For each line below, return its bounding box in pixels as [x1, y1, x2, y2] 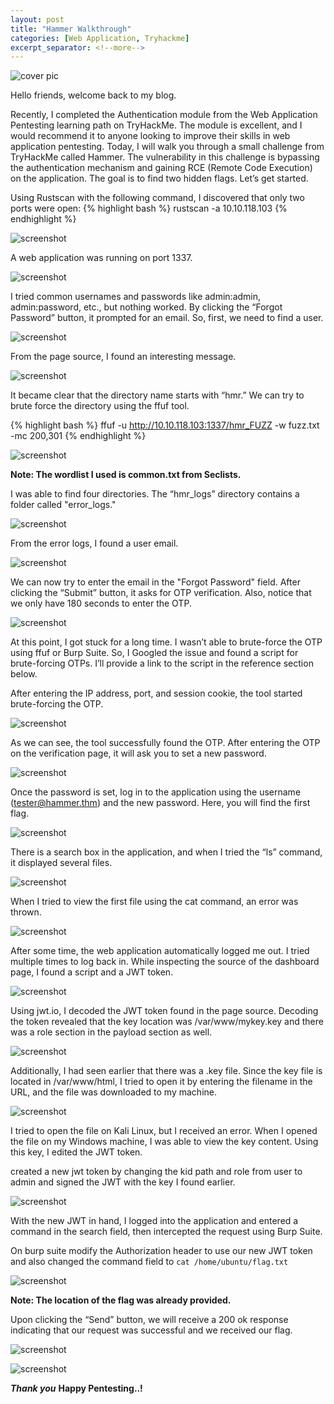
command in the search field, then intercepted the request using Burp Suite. [10, 1226, 323, 1238]
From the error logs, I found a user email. [10, 537, 179, 550]
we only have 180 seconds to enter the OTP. [10, 597, 192, 610]
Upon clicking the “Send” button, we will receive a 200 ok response [10, 1314, 289, 1326]
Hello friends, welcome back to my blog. [10, 89, 177, 101]
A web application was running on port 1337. [10, 252, 193, 264]
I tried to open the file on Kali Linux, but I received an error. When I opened [10, 1125, 318, 1137]
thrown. [10, 906, 42, 918]
